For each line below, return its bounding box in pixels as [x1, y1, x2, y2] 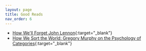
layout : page [5, 7, 32, 12]
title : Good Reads [5, 12, 43, 17]
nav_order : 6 [5, 16, 32, 21]
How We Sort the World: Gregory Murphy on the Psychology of [12, 35, 141, 41]
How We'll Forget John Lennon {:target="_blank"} [12, 30, 113, 36]
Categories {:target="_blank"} [12, 41, 72, 47]
